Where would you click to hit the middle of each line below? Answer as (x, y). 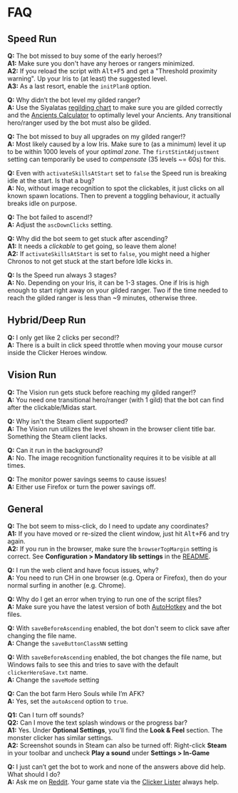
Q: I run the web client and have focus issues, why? (83, 571)
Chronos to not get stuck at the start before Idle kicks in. (90, 261)
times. (16, 465)
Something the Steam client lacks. (57, 436)
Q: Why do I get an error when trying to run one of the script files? (104, 599)
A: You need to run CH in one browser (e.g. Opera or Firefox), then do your (117, 578)
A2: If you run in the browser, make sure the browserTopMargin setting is (113, 549)
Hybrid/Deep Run (47, 321)
